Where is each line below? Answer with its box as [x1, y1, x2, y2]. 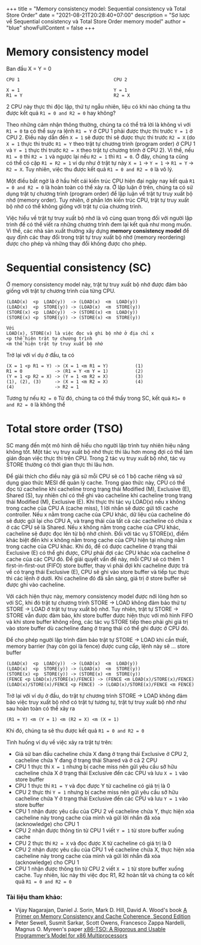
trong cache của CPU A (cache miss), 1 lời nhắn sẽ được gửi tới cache [6, 504, 179, 512]
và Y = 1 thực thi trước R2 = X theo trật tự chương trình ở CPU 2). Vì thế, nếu [6, 146, 194, 154]
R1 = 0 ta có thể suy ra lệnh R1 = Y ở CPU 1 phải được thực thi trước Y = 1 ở [6, 127, 193, 134]
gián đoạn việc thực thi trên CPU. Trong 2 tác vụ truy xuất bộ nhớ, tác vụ [6, 454, 186, 462]
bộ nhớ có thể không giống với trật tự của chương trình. [6, 202, 143, 210]
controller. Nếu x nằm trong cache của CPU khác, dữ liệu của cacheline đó [6, 510, 191, 518]
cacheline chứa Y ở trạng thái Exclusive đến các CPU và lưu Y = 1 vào [14, 795, 188, 802]
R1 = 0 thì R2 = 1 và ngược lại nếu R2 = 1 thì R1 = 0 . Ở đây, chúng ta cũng [6, 152, 189, 160]
